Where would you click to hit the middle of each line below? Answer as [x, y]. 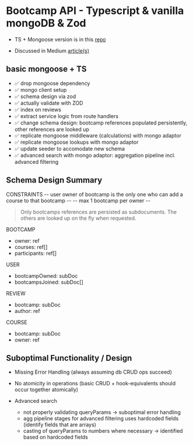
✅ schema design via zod [45, 96]
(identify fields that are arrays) [59, 425]
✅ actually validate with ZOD [49, 103]
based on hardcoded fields [56, 437]
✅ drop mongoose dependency [52, 83]
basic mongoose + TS [46, 69]
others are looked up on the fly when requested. [78, 218]
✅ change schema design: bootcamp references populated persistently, [101, 123]
